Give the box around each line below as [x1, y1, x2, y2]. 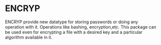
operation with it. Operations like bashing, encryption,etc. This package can [5, 24, 157, 30]
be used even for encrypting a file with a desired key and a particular [5, 29, 143, 35]
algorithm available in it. [5, 34, 52, 40]
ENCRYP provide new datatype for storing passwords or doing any [5, 19, 138, 25]
